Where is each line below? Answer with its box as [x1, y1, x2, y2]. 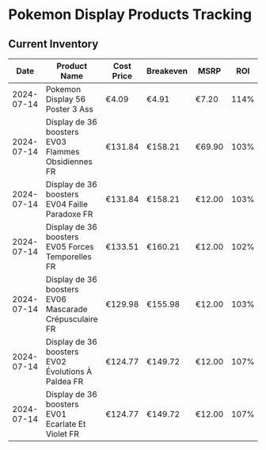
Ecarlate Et [45, 418, 86, 429]
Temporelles [45, 251, 93, 262]
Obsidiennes [45, 156, 93, 167]
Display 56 [45, 93, 86, 105]
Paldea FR [45, 376, 84, 387]
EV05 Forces [45, 242, 94, 252]
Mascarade [45, 303, 89, 315]
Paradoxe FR [45, 208, 93, 219]
